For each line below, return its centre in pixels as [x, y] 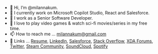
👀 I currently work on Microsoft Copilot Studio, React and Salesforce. [79, 13]
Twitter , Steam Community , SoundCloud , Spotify [59, 46]
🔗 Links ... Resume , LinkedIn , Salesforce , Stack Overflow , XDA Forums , [81, 41]
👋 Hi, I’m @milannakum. [34, 8]
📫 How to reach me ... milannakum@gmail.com [58, 34]
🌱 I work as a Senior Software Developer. [51, 18]
